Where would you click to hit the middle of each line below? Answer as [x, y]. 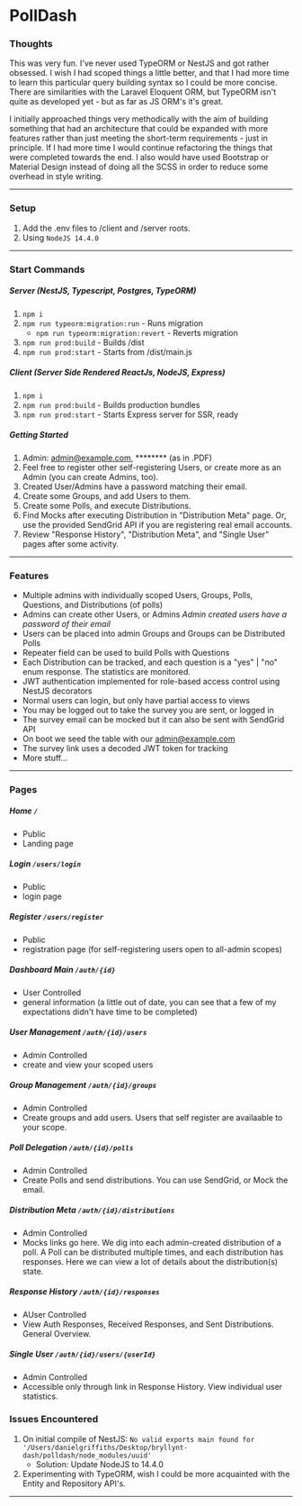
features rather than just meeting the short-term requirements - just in [138, 138]
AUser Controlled [54, 1314]
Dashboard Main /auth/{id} [62, 970]
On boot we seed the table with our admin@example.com [129, 739]
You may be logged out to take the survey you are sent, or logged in [148, 710]
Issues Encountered [54, 1420]
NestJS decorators [57, 691]
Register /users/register [57, 917]
